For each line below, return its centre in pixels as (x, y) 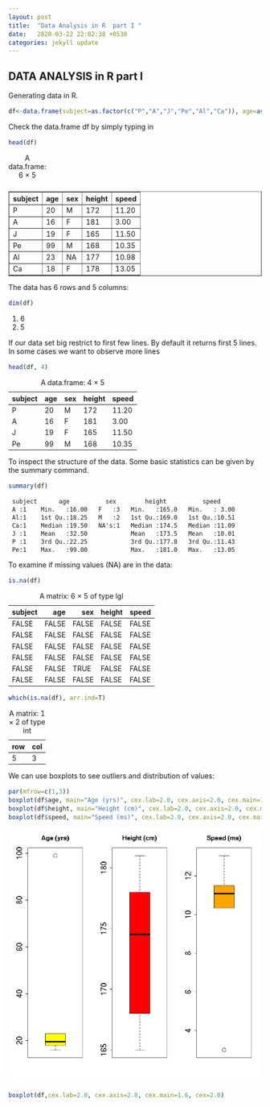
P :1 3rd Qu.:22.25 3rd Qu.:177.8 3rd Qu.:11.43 (123, 541)
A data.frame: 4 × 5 (73, 382)
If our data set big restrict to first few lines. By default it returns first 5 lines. (133, 342)
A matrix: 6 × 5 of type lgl (82, 595)
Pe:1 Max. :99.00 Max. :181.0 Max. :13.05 (123, 549)
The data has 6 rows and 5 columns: (69, 287)
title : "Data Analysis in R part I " (75, 25)
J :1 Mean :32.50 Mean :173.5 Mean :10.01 (123, 533)
